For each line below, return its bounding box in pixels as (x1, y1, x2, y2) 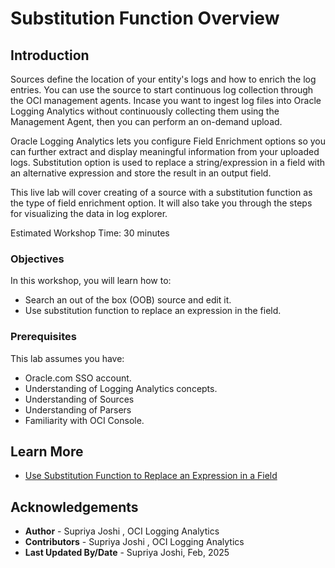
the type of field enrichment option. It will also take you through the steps (10, 197, 313, 209)
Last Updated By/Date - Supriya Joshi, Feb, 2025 (24, 547, 230, 559)
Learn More (10, 443, 84, 460)
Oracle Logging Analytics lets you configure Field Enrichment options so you (10, 135, 326, 147)
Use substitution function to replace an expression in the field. (24, 305, 282, 317)
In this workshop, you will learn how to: (10, 275, 172, 287)
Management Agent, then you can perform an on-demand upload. (10, 116, 283, 127)
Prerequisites (10, 330, 77, 344)
